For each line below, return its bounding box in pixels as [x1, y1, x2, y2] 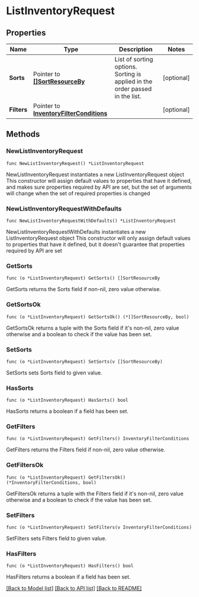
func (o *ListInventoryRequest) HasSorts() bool [6, 398, 129, 404]
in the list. [114, 92, 142, 100]
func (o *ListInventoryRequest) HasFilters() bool [6, 563, 134, 569]
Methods [6, 129, 40, 140]
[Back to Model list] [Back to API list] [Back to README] [6, 585, 142, 592]
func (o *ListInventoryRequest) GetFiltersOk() [6, 475, 126, 480]
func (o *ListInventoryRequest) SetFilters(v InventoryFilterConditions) [6, 525, 192, 531]
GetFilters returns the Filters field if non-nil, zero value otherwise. [6, 446, 166, 453]
